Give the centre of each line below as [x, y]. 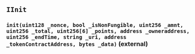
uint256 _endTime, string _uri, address [66, 37]
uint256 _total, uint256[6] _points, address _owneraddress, [98, 31]
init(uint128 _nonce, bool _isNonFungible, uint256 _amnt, [95, 25]
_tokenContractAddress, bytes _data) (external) [77, 44]
